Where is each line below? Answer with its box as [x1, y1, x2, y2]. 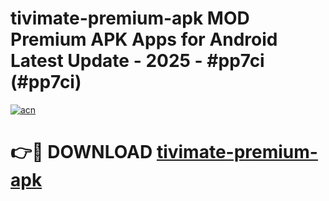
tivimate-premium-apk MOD [10, 7, 250, 30]
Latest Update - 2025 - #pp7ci [10, 50, 265, 72]
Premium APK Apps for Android [10, 28, 278, 51]
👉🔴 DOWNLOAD [10, 141, 153, 164]
